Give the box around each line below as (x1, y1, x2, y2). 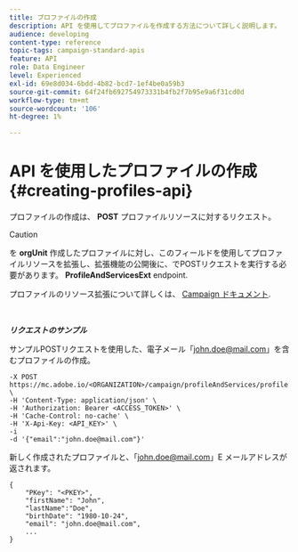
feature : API (9, 54, 58, 63)
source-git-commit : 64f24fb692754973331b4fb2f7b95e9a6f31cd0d (9, 87, 245, 96)
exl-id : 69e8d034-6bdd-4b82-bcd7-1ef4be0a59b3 (9, 79, 185, 88)
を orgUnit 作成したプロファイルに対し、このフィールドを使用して (9, 248, 252, 258)
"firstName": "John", (25, 496, 105, 506)
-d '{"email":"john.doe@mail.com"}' (9, 435, 145, 444)
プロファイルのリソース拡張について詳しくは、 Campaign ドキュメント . (9, 288, 271, 299)
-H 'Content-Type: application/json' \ (9, 396, 157, 405)
